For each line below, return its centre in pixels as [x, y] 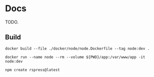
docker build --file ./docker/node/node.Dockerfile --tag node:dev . [77, 48]
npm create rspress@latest [33, 70]
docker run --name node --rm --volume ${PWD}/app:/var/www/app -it [75, 57]
